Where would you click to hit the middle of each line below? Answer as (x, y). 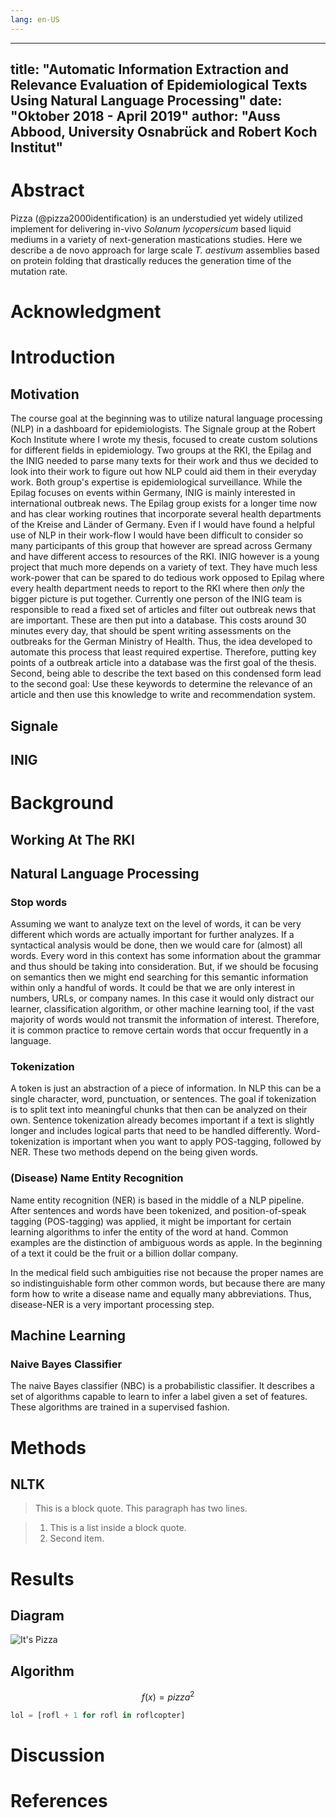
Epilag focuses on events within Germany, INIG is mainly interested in (153, 493)
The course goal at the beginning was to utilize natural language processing (166, 418)
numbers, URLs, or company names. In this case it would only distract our (162, 998)
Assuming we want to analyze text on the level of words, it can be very (156, 924)
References (59, 1801)
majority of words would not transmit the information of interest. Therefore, (165, 1020)
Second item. (77, 1538)
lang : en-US (35, 19)
